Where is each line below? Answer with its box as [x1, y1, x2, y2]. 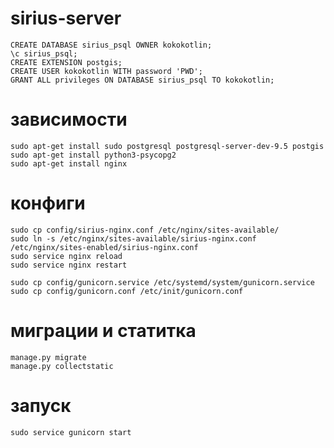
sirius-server [10, 7, 122, 30]
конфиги [10, 192, 86, 215]
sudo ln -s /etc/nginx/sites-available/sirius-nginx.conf [10, 233, 257, 244]
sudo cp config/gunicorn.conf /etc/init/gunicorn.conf [10, 286, 244, 296]
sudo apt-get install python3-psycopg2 [10, 150, 177, 160]
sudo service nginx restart [10, 260, 128, 270]
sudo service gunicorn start [10, 427, 132, 437]
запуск [10, 394, 72, 417]
